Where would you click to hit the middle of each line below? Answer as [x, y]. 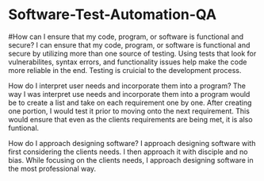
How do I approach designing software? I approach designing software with [132, 143]
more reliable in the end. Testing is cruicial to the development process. [125, 70]
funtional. [24, 128]
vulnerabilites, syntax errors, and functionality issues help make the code [128, 62]
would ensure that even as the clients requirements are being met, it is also [130, 119]
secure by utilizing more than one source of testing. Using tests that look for [132, 53]
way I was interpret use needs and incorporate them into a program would [129, 94]
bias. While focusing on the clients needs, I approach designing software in [131, 160]
